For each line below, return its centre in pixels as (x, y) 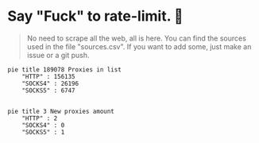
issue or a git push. (58, 55)
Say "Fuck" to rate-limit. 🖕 (95, 16)
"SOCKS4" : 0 (43, 125)
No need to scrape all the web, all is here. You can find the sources (137, 38)
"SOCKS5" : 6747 (49, 91)
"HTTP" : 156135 (49, 76)
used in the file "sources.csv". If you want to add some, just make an (139, 46)
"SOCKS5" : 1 (43, 132)
